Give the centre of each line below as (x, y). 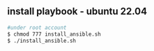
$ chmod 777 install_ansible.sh (54, 34)
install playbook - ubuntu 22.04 (77, 12)
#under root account (37, 27)
